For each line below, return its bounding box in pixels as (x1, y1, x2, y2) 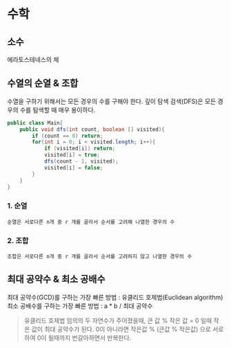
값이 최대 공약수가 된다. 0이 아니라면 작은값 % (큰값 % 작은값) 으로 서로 (31, 325, 224, 333)
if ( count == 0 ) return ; (32, 132, 103, 139)
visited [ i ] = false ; (43, 164, 103, 171)
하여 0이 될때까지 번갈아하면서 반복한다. (23, 334, 132, 342)
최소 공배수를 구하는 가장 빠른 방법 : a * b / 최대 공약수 (7, 301, 153, 310)
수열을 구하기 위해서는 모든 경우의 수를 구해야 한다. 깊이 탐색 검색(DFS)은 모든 (7, 97, 217, 105)
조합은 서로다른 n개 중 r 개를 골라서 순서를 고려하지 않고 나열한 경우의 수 (7, 253, 192, 260)
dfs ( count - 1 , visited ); (43, 158, 119, 165)
